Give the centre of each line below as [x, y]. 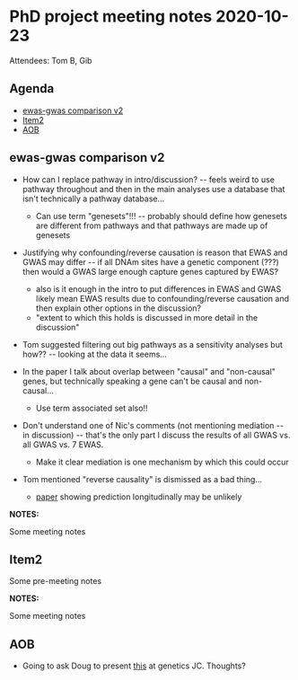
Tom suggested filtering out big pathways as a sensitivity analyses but [152, 344]
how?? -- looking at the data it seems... [95, 354]
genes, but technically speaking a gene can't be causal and [132, 381]
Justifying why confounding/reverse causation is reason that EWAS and [155, 252]
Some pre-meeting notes [55, 581]
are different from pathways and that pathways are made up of [152, 225]
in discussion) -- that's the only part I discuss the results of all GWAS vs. [156, 435]
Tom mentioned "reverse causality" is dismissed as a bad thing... [142, 479]
